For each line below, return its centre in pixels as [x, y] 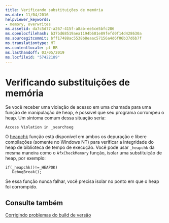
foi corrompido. [22, 187]
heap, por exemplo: [26, 158]
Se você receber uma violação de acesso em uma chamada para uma [78, 107]
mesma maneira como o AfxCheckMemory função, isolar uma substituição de [84, 153]
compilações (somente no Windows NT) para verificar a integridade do [79, 142]
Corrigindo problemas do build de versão [48, 215]
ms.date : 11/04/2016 [27, 15]
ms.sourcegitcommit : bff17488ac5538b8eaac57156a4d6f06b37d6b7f [74, 39]
